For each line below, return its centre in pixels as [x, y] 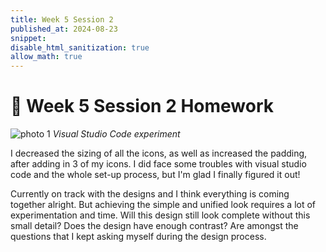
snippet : [28, 38]
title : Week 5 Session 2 [62, 19]
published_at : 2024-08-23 [64, 29]
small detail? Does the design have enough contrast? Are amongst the [154, 226]
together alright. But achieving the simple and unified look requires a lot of [163, 205]
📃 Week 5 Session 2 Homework [142, 106]
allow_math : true [46, 57]
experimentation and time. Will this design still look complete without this [160, 215]
